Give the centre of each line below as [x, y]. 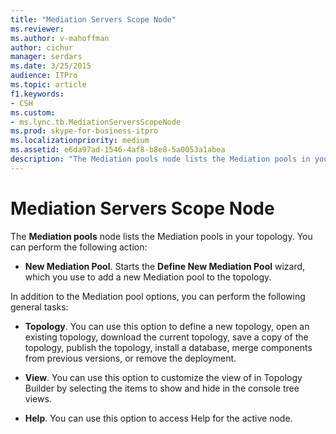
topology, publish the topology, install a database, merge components [168, 347]
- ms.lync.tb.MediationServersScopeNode [96, 122]
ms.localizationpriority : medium [80, 141]
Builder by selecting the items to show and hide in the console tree [162, 388]
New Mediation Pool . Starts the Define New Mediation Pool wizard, [165, 266]
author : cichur [42, 47]
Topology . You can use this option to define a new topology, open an [167, 326]
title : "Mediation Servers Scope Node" [93, 19]
